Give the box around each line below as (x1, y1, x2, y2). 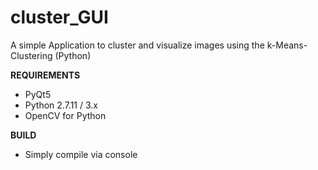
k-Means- (266, 39, 308, 51)
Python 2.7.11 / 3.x (24, 99, 98, 111)
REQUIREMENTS (10, 69, 81, 81)
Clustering (10, 49, 53, 61)
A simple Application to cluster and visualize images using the (10, 39, 265, 51)
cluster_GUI (10, 6, 109, 29)
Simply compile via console (24, 148, 138, 160)
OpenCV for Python (24, 109, 107, 121)
